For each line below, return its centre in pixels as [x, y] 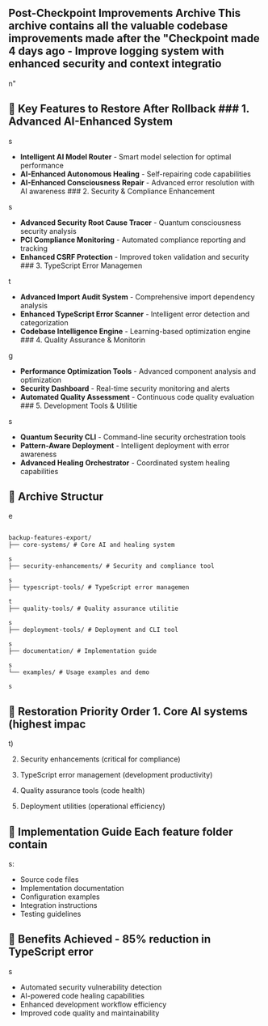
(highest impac [47, 724]
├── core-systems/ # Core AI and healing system [92, 545]
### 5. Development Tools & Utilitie [79, 405]
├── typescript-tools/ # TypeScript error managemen [99, 587]
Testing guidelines [50, 914]
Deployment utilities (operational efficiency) [92, 806]
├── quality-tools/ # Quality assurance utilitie [94, 609]
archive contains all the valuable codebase [118, 26]
